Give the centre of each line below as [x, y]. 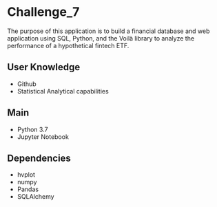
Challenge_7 [43, 12]
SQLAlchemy [35, 197]
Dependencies [39, 158]
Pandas [28, 189]
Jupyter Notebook [43, 137]
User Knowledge [44, 67]
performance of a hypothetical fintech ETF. [68, 45]
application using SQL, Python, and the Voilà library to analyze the [101, 38]
